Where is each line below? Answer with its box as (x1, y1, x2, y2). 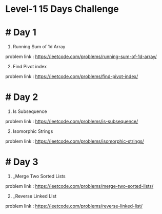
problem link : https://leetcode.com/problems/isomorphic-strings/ (5, 138, 145, 144)
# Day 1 (5, 27, 37, 38)
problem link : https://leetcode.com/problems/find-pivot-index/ (5, 73, 138, 80)
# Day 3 (5, 156, 38, 168)
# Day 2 (5, 91, 38, 103)
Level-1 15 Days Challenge (5, 3, 119, 15)
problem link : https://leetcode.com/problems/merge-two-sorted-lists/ (5, 183, 154, 189)
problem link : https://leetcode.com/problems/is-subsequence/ (5, 119, 138, 125)
